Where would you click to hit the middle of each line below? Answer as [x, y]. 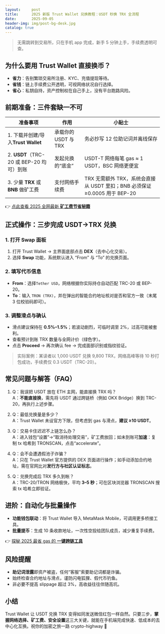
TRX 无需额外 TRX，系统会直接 [120, 178]
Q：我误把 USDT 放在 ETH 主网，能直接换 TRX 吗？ [64, 392]
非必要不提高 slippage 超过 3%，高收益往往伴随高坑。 [67, 584]
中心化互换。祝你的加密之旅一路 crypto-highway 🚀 [56, 626]
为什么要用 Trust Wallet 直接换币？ [58, 65]
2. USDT [17, 154]
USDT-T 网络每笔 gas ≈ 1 [114, 158]
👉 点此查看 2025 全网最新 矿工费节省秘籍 [48, 206]
